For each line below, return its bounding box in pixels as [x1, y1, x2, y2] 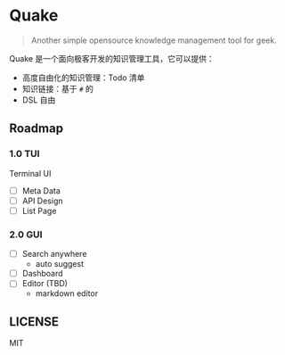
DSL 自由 [21, 95, 56, 105]
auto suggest [35, 259, 85, 269]
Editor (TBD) [21, 278, 69, 289]
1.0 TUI [9, 148, 40, 161]
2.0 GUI [9, 228, 43, 241]
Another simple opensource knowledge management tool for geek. [30, 35, 278, 45]
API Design [21, 195, 63, 206]
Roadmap [9, 121, 64, 136]
